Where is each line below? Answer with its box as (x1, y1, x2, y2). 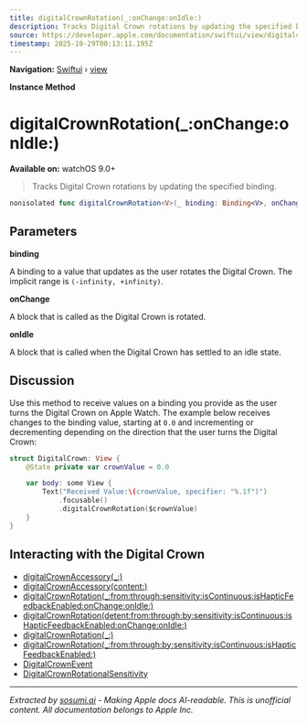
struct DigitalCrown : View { (9, 453, 121, 463)
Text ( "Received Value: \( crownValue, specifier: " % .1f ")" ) (42, 487, 268, 496)
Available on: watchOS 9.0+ (9, 164, 116, 175)
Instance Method (9, 81, 76, 92)
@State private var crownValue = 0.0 (26, 463, 170, 472)
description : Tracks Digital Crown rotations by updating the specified (9, 22, 292, 31)
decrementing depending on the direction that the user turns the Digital (9, 426, 278, 437)
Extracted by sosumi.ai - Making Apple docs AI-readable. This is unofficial (9, 694, 291, 705)
